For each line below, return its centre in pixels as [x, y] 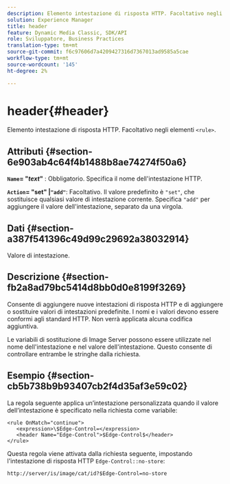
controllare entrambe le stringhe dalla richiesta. [74, 354]
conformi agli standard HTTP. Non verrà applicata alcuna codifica [100, 319]
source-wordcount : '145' [43, 65]
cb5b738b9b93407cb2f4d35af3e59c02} [97, 386]
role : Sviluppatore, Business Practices [66, 39]
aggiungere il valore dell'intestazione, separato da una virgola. [95, 207]
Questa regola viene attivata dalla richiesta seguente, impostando [100, 453]
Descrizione [34, 277]
